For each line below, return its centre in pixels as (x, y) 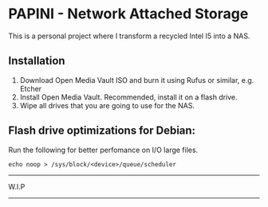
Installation (37, 61)
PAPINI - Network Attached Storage (128, 14)
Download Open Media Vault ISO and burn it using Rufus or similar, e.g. (137, 80)
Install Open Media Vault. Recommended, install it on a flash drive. (128, 97)
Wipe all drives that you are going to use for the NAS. (107, 105)
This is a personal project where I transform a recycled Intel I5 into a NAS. (129, 36)
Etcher (31, 88)
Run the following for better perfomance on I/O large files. (103, 150)
